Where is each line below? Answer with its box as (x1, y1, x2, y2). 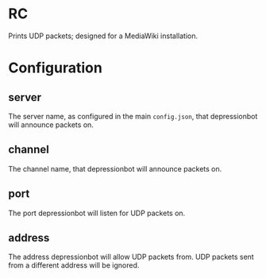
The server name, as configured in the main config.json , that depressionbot (8, 111, 258, 121)
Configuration (8, 59, 103, 77)
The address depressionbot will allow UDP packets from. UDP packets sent (8, 252, 254, 262)
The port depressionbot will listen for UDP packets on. (8, 208, 186, 218)
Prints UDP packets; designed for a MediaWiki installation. (8, 31, 199, 41)
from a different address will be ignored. (8, 261, 140, 270)
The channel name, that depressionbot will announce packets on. (8, 164, 222, 173)
